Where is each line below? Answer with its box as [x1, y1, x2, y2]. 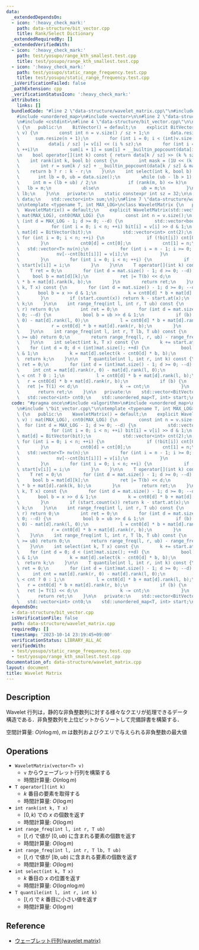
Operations [6, 746, 49, 756]
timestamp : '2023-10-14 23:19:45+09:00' [11, 632, 113, 637]
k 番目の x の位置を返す [23, 875, 81, 882]
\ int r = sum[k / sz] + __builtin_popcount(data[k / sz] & [17, 163, 187, 169]
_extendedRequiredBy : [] [11, 36, 73, 42]
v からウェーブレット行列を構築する [23, 769, 111, 776]
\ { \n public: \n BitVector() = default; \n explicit [17, 125, 168, 130]
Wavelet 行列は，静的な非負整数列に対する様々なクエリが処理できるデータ [6, 709, 188, 716]
